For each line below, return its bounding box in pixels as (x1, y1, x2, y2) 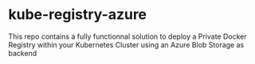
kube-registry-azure (8, 6, 147, 24)
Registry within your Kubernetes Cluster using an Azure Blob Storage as (8, 40, 245, 49)
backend (8, 48, 37, 58)
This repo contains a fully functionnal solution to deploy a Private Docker (8, 32, 247, 41)
